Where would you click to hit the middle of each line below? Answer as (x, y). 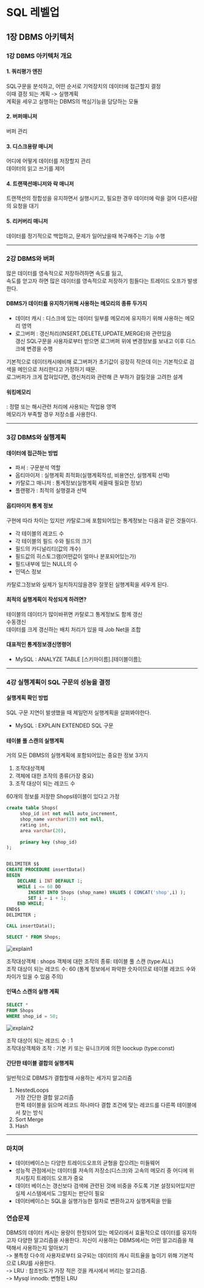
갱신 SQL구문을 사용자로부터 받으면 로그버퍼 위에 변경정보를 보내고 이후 (100, 341)
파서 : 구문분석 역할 (38, 468)
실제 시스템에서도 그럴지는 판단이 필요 (60, 1194)
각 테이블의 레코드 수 (39, 533)
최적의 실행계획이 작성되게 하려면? (46, 600)
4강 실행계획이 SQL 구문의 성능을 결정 (58, 682)
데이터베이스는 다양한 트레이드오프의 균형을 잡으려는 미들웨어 (87, 1163)
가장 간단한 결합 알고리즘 (44, 1097)
